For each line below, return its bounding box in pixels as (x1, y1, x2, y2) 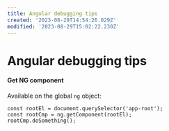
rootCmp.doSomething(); (7, 117, 77, 124)
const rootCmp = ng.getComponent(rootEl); (7, 111, 132, 118)
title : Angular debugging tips (7, 10, 98, 17)
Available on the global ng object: (7, 91, 102, 100)
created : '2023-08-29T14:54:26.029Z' (7, 17, 117, 24)
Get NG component (7, 76, 64, 85)
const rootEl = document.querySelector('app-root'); (7, 105, 163, 112)
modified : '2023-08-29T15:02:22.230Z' (7, 23, 120, 30)
